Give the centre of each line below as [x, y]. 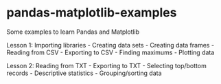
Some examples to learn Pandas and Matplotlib [73, 32]
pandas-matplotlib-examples [92, 13]
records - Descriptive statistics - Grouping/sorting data [84, 73]
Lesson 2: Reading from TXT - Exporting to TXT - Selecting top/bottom [106, 65]
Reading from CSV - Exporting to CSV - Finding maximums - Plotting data [110, 52]
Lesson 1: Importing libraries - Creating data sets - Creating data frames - [110, 45]
